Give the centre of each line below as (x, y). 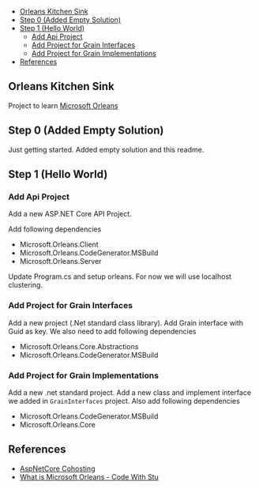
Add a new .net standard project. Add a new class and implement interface (129, 392)
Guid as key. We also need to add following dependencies (102, 331)
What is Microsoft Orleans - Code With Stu (89, 476)
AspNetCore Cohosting (57, 468)
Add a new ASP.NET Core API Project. (70, 214)
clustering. (26, 285)
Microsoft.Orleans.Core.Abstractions (79, 346)
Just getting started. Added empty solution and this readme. (106, 149)
